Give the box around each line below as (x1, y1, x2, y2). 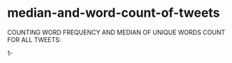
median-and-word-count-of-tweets (7, 5, 220, 21)
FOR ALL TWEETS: (7, 35, 61, 43)
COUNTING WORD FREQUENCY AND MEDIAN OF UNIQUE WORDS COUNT (7, 28, 226, 36)
